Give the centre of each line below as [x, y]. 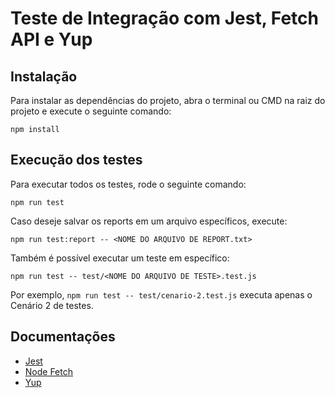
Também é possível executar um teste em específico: [120, 258]
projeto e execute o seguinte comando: [91, 111]
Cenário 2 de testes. [52, 305]
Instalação [44, 76]
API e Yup [51, 39]
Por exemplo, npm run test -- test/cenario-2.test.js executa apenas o [161, 294]
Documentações [63, 337]
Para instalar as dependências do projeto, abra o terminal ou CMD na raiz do [168, 100]
